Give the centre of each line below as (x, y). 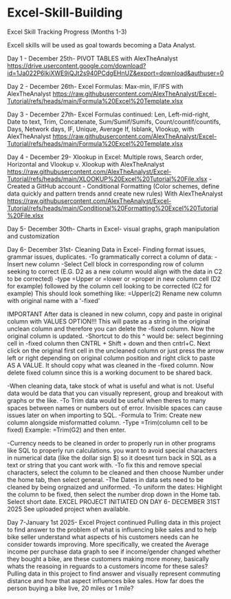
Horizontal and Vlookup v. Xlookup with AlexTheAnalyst (86, 164)
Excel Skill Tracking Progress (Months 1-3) (67, 32)
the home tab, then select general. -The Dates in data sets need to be (106, 479)
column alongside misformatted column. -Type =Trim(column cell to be (108, 422)
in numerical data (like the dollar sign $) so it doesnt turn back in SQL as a (112, 458)
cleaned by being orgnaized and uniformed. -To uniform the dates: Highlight (115, 487)
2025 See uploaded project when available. (69, 509)
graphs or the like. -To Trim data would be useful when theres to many (107, 400)
